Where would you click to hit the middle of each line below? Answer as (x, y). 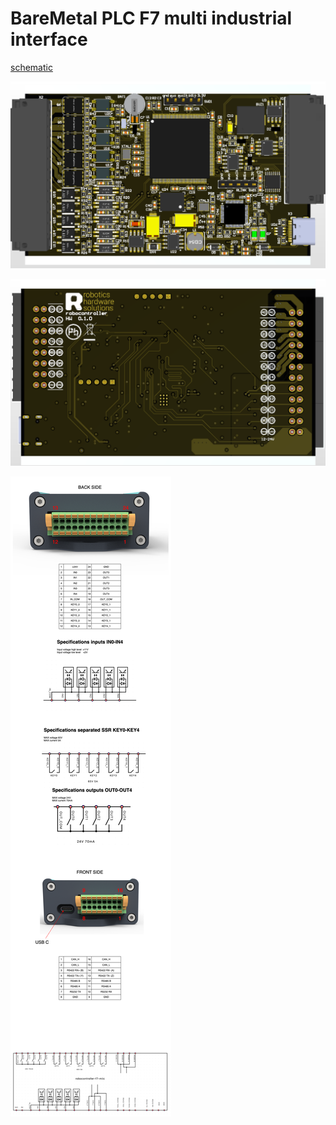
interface (49, 39)
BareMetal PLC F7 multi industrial (151, 18)
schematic (31, 67)
